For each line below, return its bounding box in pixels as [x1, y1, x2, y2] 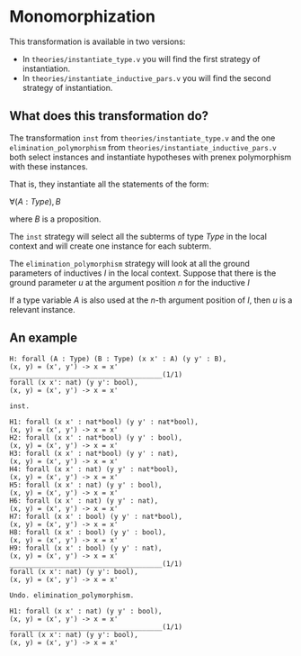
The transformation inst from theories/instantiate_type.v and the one [9, 132, 276, 143]
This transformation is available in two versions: [9, 36, 186, 47]
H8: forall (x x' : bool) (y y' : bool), [9, 527, 167, 537]
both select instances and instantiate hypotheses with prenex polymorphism [9, 151, 292, 162]
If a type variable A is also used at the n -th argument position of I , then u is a [9, 295, 293, 305]
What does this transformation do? [9, 108, 209, 123]
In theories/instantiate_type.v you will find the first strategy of [22, 53, 261, 64]
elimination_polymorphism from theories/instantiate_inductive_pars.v [9, 141, 277, 152]
